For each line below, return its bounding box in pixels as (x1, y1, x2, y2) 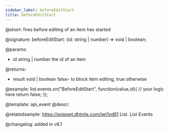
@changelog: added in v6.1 (5, 121, 62, 127)
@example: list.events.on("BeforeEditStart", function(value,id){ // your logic (5, 85, 164, 92)
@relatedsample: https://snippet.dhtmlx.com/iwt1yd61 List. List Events (5, 111, 153, 117)
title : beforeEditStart (5, 12, 56, 17)
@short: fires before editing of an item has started (5, 26, 111, 32)
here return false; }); (5, 91, 48, 97)
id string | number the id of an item (12, 56, 86, 62)
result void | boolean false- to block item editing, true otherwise (12, 76, 147, 82)
